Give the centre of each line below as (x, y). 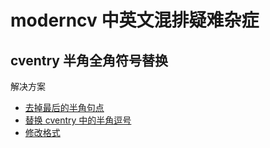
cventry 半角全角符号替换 (89, 60)
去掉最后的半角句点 (64, 107)
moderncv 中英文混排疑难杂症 (135, 20)
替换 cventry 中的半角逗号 (78, 120)
